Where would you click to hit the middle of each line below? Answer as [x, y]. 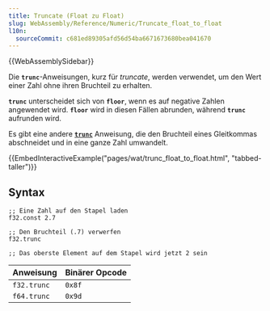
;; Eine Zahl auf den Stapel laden [68, 211]
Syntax [27, 192]
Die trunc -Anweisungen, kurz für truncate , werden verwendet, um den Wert [135, 77]
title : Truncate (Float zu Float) [67, 16]
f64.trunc [31, 296]
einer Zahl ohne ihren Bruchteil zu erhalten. [80, 86]
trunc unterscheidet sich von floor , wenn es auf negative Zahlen [116, 101]
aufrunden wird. [35, 119]
